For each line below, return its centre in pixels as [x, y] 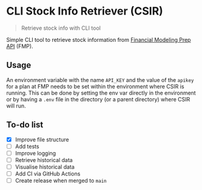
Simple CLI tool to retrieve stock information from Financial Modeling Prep [99, 39]
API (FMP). [20, 46]
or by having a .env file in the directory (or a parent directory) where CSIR [98, 99]
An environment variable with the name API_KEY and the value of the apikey [100, 80]
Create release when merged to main [61, 180]
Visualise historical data [45, 167]
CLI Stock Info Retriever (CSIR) [85, 11]
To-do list [25, 125]
